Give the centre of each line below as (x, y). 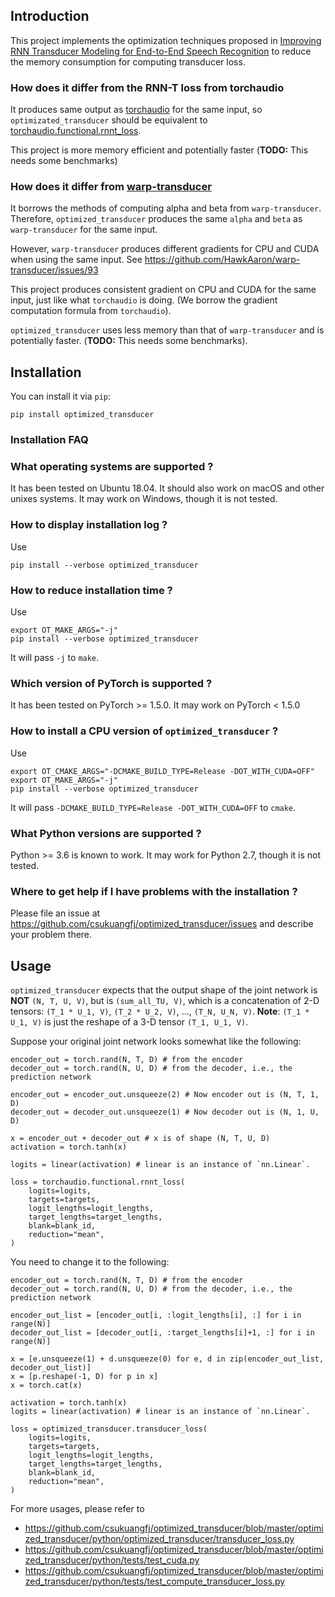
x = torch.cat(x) (46, 1385)
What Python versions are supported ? (106, 833)
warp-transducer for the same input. (84, 230)
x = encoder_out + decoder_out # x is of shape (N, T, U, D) (140, 1139)
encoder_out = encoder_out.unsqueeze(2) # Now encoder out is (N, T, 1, (165, 1095)
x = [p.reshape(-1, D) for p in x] (84, 1377)
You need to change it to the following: (90, 1262)
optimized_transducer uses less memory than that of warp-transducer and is (167, 330)
